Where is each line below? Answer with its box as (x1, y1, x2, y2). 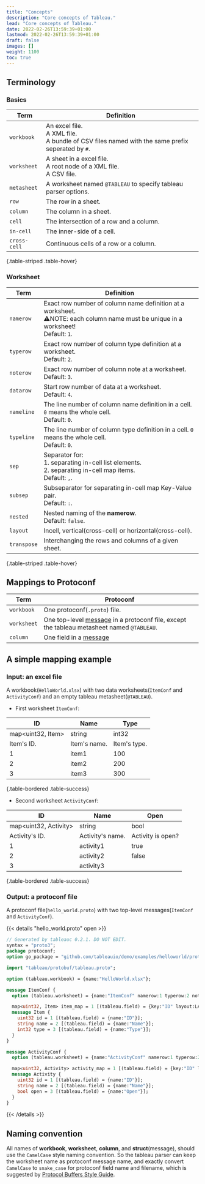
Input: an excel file (6, 672, 62, 681)
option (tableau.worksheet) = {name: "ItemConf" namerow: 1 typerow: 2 (12, 992, 190, 999)
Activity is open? (131, 832, 179, 841)
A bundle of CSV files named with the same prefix (45, 137, 189, 146)
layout (9, 527, 29, 534)
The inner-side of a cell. (45, 227, 116, 236)
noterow (9, 369, 32, 377)
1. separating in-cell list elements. (43, 458, 142, 466)
